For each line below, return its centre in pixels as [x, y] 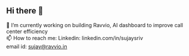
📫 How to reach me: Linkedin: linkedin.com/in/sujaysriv [75, 38]
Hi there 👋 [25, 11]
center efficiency [27, 31]
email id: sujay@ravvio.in [37, 46]
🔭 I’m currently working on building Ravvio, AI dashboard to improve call [95, 25]
